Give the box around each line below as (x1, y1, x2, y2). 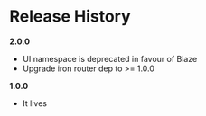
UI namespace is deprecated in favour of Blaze (22, 53, 198, 64)
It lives (22, 97, 48, 109)
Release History (9, 6, 131, 27)
